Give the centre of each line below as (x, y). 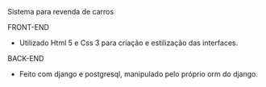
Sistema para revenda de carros (61, 12)
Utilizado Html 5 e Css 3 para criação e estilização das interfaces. (129, 43)
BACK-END (26, 58)
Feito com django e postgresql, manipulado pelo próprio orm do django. (139, 74)
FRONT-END (29, 27)
